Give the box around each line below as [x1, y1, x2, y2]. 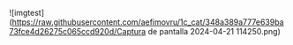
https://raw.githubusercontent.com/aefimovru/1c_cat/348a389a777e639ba [11, 17, 284, 27]
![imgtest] [9, 8, 45, 18]
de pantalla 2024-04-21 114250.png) [147, 26, 281, 36]
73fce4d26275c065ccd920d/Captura [9, 26, 146, 36]
